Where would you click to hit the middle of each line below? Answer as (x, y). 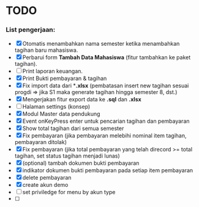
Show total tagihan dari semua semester (73, 128)
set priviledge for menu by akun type (69, 192)
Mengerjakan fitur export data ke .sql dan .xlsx (82, 100)
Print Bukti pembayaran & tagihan (65, 78)
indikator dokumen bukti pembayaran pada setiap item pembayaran (108, 170)
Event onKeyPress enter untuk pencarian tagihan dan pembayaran (106, 121)
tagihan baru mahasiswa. (46, 50)
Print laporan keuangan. (53, 71)
